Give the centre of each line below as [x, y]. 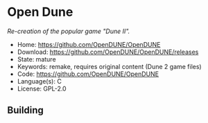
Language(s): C [40, 81]
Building [25, 110]
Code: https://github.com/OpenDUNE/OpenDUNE [88, 74]
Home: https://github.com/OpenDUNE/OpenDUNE [89, 44]
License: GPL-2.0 [42, 88]
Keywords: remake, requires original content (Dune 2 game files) [110, 66]
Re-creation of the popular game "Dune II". [69, 31]
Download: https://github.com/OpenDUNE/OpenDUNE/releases [108, 52]
